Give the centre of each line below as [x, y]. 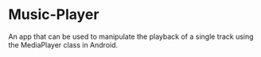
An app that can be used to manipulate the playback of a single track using [131, 36]
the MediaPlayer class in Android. [63, 44]
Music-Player [54, 15]
